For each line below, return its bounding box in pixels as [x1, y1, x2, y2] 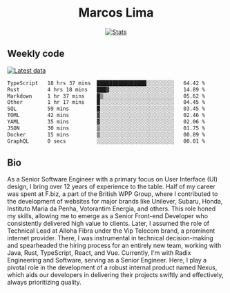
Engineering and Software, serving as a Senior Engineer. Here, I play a [7, 256, 207, 265]
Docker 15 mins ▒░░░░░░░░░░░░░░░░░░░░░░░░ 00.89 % [7, 131, 206, 138]
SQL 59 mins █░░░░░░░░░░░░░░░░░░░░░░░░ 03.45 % [7, 105, 206, 112]
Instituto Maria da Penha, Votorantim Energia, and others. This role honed [7, 204, 216, 213]
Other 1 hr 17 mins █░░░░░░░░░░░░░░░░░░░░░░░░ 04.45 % [7, 99, 206, 106]
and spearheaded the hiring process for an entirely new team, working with [7, 241, 222, 250]
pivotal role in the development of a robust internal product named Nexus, [7, 263, 218, 272]
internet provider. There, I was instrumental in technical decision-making [7, 234, 214, 242]
